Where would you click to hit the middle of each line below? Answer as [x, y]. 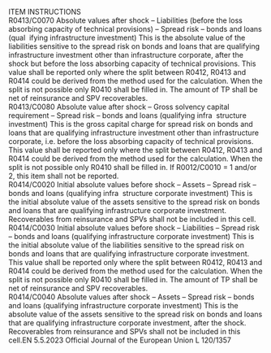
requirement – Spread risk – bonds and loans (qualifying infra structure [128, 115]
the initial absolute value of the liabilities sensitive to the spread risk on [127, 245]
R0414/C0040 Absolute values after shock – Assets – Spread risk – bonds [131, 297]
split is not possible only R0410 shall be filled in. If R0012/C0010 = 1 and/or [133, 167]
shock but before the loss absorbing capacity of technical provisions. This [132, 63]
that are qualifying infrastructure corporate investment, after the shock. [127, 323]
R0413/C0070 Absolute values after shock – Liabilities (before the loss [126, 20]
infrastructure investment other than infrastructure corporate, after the [126, 55]
